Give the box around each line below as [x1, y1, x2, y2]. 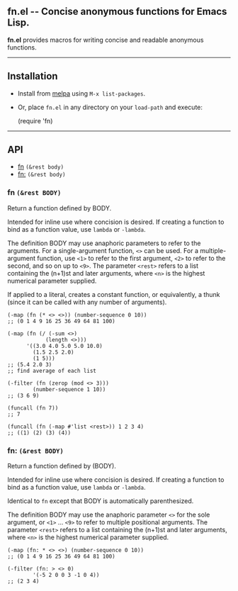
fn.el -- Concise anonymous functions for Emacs [7, 6, 227, 18]
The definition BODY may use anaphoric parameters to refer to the [7, 239, 201, 247]
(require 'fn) [17, 116, 53, 125]
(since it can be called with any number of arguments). [7, 298, 167, 306]
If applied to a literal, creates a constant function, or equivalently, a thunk [7, 290, 221, 298]
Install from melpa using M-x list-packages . [17, 89, 146, 98]
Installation [7, 70, 58, 82]
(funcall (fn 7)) [7, 404, 59, 412]
